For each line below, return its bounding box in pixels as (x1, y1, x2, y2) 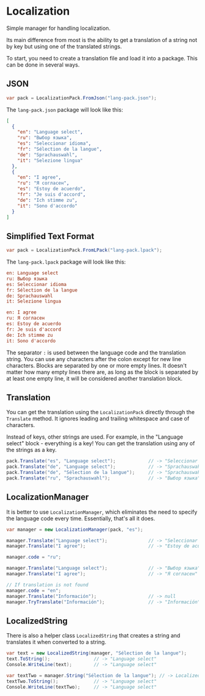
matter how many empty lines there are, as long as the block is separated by (6, 368, 198, 376)
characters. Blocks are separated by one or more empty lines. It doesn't (6, 362, 187, 369)
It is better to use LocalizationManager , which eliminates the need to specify (6, 508, 198, 515)
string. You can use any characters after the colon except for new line (6, 355, 182, 362)
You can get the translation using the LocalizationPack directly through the (6, 409, 195, 416)
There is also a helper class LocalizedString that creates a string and (6, 632, 181, 639)
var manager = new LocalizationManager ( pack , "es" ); (6, 526, 143, 533)
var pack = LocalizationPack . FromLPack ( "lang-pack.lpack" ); (6, 247, 163, 254)
